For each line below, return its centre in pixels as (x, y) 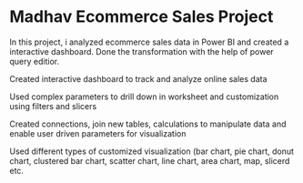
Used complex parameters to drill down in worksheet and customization (144, 97)
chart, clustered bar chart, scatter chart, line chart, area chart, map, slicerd (150, 160)
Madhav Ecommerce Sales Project (141, 17)
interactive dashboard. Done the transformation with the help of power (142, 51)
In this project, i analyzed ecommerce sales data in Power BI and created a (149, 42)
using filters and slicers (53, 106)
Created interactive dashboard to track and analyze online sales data (138, 78)
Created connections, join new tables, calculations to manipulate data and (148, 124)
